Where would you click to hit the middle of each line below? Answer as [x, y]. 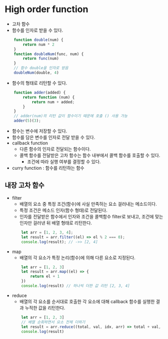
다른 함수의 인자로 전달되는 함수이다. [55, 149]
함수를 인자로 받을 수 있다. [37, 30]
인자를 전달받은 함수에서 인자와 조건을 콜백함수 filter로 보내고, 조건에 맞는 [91, 216]
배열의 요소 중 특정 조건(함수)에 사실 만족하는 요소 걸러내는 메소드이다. [88, 204]
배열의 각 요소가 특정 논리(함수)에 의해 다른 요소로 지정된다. [77, 257]
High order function [47, 9]
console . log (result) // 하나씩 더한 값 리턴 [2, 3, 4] [76, 286]
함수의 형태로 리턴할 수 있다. [39, 83]
